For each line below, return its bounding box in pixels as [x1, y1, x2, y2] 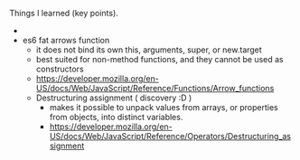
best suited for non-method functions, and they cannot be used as [35, 54, 284, 64]
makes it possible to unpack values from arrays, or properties [49, 102, 278, 112]
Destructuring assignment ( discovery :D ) [35, 92, 192, 103]
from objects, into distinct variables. [49, 112, 183, 122]
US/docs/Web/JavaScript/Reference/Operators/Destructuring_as [49, 131, 292, 141]
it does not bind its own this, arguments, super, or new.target [35, 44, 262, 55]
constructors [35, 63, 84, 74]
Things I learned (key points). [9, 8, 119, 18]
